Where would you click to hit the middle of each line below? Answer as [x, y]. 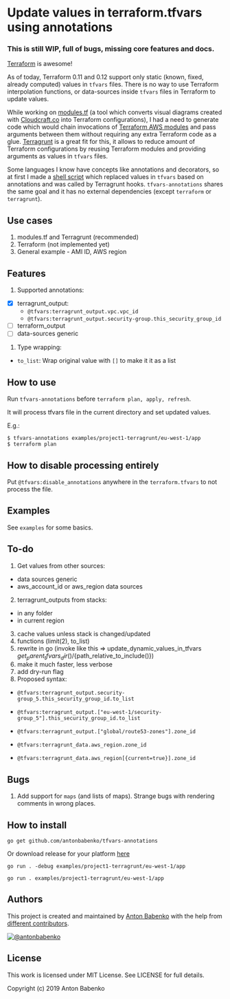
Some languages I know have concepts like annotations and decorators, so [113, 169]
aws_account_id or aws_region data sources [80, 586]
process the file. [30, 489]
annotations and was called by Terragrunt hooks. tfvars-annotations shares [115, 185]
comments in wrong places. [56, 803]
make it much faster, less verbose [65, 664]
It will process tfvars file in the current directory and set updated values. [109, 412]
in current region [41, 620]
